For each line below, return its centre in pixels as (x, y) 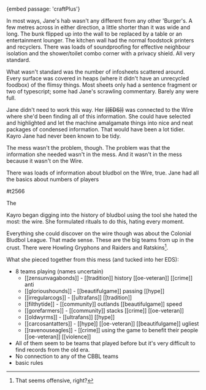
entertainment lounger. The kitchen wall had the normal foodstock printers (100, 40)
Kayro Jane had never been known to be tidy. (64, 136)
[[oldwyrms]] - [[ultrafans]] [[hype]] (70, 317)
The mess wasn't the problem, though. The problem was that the (88, 148)
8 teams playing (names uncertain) (59, 271)
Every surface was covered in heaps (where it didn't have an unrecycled (98, 78)
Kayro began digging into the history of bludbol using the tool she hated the (102, 215)
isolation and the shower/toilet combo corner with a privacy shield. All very (101, 53)
